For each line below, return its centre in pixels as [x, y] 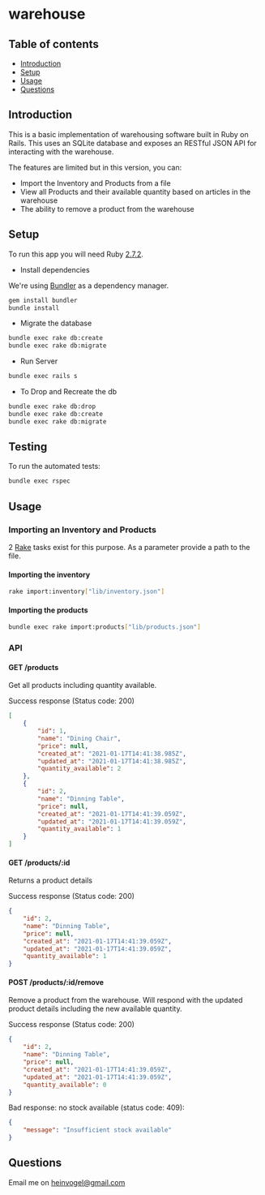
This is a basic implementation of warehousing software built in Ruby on [128, 134]
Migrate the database [56, 323]
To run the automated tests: [55, 466]
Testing [28, 447]
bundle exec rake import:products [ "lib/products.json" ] [105, 627]
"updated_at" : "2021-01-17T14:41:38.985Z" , [112, 761]
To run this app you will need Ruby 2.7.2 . [76, 254]
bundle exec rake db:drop [52, 406]
